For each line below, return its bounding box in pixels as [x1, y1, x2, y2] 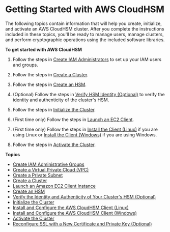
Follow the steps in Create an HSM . [12, 81, 87, 88]
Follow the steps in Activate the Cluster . [12, 141, 96, 148]
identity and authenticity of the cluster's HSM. [12, 97, 109, 103]
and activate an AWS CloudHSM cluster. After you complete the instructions [5, 25, 164, 32]
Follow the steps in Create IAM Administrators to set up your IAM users [12, 56, 162, 62]
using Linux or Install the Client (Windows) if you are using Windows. [12, 131, 157, 138]
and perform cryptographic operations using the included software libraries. [5, 37, 165, 43]
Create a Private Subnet [12, 172, 63, 178]
